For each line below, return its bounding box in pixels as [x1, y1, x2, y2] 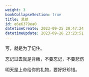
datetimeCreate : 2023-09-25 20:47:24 [5, 26, 84, 31]
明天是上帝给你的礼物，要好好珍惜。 [5, 66, 80, 72]
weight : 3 [5, 7, 26, 13]
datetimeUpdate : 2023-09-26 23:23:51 [5, 31, 84, 36]
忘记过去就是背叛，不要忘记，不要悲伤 [5, 56, 84, 62]
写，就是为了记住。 [5, 45, 45, 51]
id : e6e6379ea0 [5, 21, 37, 27]
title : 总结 [5, 17, 28, 22]
